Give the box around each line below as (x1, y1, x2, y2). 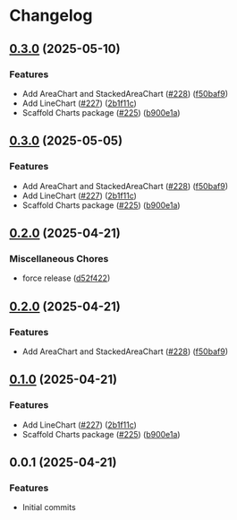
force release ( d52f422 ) (21, 273, 111, 283)
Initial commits (21, 502, 76, 513)
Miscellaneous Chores (9, 252, 109, 264)
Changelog (9, 5, 93, 26)
